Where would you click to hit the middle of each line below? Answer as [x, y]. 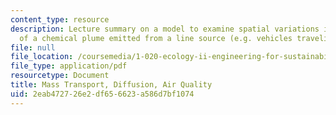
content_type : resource [60, 19]
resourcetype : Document [60, 76]
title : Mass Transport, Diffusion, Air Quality [111, 85]
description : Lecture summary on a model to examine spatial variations [165, 29]
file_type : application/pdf [69, 66]
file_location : [42, 57]
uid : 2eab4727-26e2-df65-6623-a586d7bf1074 [102, 94]
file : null [33, 47]
